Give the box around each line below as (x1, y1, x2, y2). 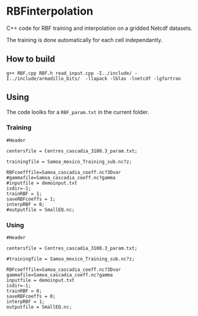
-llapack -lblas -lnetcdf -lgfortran (85, 75, 182, 82)
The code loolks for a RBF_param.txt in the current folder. (6, 108, 149, 115)
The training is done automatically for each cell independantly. (6, 36, 163, 43)
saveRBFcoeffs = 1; (6, 196, 56, 202)
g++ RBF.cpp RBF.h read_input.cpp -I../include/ (6, 70, 132, 76)
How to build (6, 54, 55, 65)
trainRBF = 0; (6, 288, 43, 294)
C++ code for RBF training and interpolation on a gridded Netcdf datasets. (6, 24, 193, 32)
